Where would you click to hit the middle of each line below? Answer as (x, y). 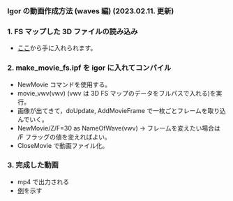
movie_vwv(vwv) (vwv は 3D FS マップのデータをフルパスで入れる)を (116, 93)
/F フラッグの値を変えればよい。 (64, 137)
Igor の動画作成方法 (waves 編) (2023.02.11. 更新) (91, 10)
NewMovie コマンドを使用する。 (64, 84)
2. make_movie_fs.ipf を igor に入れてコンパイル (89, 68)
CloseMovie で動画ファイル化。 (63, 145)
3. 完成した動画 (33, 165)
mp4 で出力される (43, 181)
